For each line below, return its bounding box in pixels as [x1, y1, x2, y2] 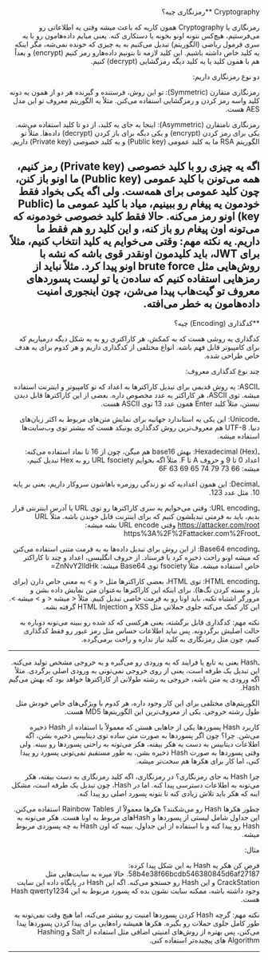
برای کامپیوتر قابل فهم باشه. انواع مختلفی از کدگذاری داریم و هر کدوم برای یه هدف [14, 342, 260, 351]
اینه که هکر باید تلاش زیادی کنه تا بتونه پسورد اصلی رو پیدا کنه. [77, 788, 260, 798]
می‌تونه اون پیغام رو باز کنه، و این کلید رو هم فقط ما [35, 222, 260, 236]
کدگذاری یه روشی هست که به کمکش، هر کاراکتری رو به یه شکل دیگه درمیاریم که [18, 334, 260, 343]
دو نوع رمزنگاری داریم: [192, 72, 260, 81]
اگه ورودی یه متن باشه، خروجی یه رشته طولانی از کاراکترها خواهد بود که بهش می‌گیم [8, 674, 260, 684]
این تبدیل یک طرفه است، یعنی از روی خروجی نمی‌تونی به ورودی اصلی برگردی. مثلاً [14, 665, 260, 675]
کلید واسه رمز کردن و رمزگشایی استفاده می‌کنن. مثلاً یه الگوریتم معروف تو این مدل [13, 96, 260, 105]
